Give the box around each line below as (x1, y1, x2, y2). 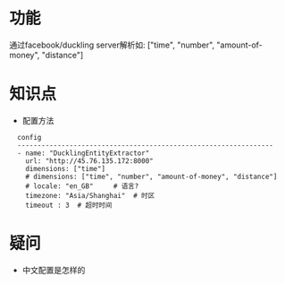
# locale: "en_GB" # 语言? (25, 181, 139, 191)
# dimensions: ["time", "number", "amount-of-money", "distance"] (25, 172, 278, 181)
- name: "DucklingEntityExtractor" (17, 149, 150, 158)
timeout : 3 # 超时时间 (25, 201, 113, 210)
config (17, 133, 42, 142)
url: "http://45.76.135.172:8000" (25, 156, 154, 166)
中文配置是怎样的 (21, 264, 86, 275)
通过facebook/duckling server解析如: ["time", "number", (9, 39, 215, 50)
